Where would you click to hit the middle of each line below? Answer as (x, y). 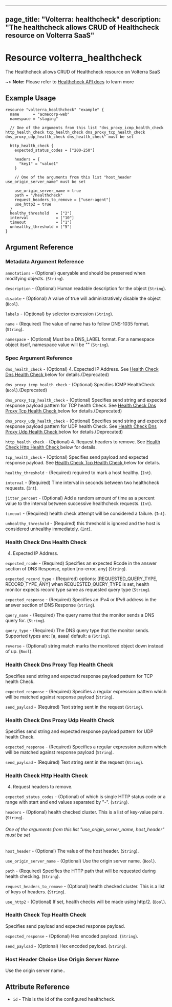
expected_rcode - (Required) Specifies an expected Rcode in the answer (81, 563)
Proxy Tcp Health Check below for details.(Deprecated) (64, 411)
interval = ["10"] (42, 218)
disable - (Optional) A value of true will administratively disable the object (83, 298)
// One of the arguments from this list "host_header (73, 177)
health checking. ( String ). (33, 876)
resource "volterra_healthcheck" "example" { (55, 110)
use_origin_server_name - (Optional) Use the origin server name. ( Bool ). (81, 861)
